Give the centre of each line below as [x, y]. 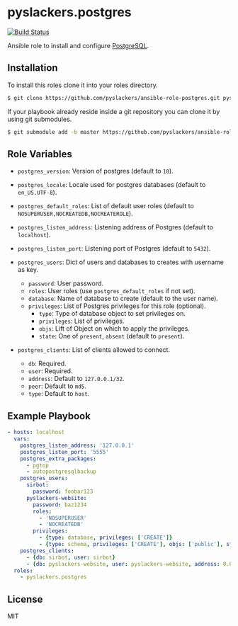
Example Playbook [49, 416]
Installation [33, 68]
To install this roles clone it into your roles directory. [83, 85]
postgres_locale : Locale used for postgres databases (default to [112, 185]
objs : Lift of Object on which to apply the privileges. [114, 329]
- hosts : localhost [36, 433]
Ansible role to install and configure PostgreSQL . [78, 45]
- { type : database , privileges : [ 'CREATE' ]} [106, 538]
